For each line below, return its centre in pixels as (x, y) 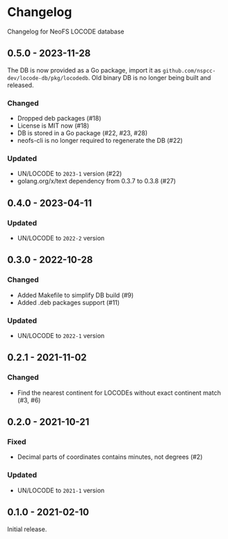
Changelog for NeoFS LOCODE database (66, 31)
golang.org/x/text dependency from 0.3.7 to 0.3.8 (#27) (96, 181)
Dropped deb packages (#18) (59, 119)
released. (21, 85)
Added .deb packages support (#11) (68, 302)
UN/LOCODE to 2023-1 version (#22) (70, 174)
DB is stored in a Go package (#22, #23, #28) (82, 133)
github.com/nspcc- (189, 70)
